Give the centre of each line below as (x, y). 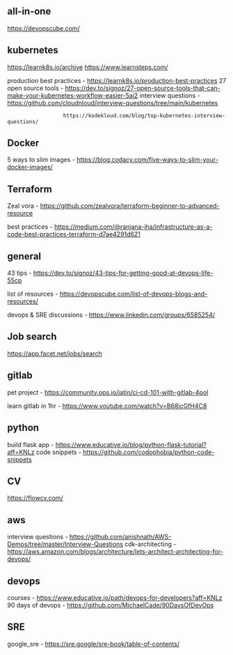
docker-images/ (30, 167)
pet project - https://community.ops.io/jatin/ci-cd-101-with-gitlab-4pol (108, 392)
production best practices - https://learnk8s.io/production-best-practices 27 (117, 80)
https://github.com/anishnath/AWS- (120, 537)
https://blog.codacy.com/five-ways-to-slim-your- (147, 160)
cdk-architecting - (151, 544)
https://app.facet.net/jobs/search (55, 353)
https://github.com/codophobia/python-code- (149, 452)
